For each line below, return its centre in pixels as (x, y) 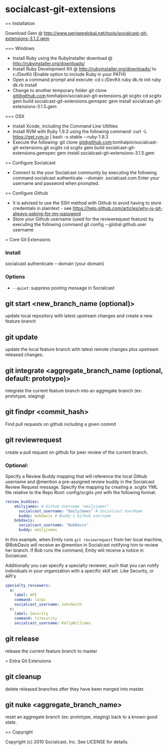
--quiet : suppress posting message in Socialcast (63, 288)
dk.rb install (25, 85)
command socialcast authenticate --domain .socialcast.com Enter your (86, 178)
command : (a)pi (30, 600)
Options (15, 277)
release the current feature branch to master (51, 651)
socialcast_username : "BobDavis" (54, 525)
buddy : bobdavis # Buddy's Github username (65, 516)
